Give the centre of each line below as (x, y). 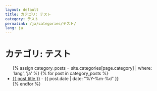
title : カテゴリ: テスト (28, 14)
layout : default (22, 10)
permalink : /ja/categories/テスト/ (41, 23)
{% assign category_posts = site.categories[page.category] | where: (82, 68)
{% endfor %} (26, 84)
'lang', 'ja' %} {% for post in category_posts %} (60, 73)
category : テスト (22, 19)
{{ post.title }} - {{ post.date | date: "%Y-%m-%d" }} (65, 79)
